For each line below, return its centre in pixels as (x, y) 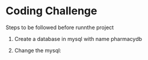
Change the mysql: (38, 50)
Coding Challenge (51, 11)
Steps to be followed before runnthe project (60, 27)
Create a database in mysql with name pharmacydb (78, 39)
